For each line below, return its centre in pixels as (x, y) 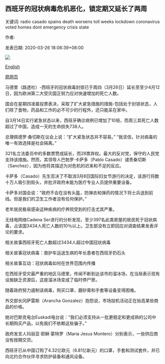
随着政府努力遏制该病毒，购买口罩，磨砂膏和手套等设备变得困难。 (72, 290)
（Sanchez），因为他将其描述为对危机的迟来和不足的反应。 (65, 165)
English (13, 66)
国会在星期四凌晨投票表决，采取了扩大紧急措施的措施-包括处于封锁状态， (79, 104)
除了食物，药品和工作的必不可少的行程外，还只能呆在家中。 (69, 110)
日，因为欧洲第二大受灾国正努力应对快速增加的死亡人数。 (63, 93)
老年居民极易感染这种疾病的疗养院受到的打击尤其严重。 (61, 209)
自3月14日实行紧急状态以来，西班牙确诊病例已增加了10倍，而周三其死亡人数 (82, 120)
